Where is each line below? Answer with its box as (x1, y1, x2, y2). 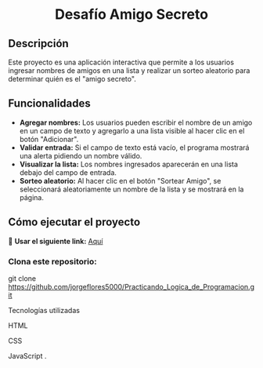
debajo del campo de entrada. (19, 167, 117, 177)
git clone (8, 273, 37, 283)
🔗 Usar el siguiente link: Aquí (8, 236, 103, 246)
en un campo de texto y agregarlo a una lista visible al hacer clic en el (19, 126, 245, 135)
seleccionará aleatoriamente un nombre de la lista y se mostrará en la (19, 184, 244, 194)
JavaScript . (8, 351, 47, 360)
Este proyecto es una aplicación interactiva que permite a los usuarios (8, 57, 235, 67)
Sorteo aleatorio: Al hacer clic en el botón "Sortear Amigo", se (19, 176, 222, 185)
